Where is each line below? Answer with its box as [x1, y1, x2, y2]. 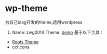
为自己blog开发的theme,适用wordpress [5, 19, 83, 25]
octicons [12, 44, 30, 50]
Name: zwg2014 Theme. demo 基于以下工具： [12, 29, 104, 35]
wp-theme [5, 3, 48, 14]
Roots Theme [12, 39, 39, 44]
